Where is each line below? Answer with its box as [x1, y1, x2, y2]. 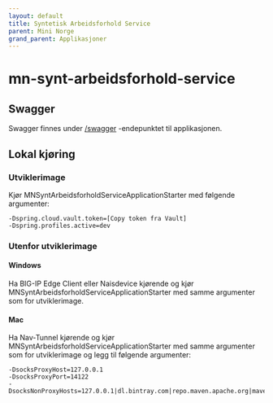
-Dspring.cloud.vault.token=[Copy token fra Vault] [8, 214, 187, 222]
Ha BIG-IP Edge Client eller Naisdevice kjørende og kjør [8, 278, 194, 289]
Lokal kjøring [8, 147, 76, 161]
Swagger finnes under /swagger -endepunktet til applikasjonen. [8, 124, 223, 134]
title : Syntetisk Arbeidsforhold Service [8, 20, 151, 28]
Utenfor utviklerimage [8, 240, 97, 252]
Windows [8, 261, 41, 270]
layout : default [8, 11, 63, 20]
